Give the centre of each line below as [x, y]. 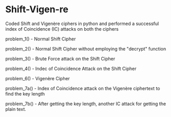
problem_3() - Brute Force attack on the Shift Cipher [60, 58]
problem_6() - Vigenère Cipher [38, 78]
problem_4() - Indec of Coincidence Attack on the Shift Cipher [71, 68]
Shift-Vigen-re [37, 9]
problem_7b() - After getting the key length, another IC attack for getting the [86, 104]
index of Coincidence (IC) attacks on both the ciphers [62, 29]
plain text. [16, 109]
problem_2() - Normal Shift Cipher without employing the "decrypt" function [86, 49]
